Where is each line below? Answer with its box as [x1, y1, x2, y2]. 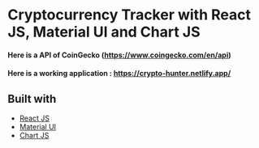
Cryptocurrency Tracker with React [7, 6, 251, 24]
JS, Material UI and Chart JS [7, 23, 201, 41]
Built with [7, 91, 57, 106]
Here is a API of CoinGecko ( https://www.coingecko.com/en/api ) [7, 50, 231, 60]
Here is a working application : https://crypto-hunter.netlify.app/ [7, 69, 231, 78]
